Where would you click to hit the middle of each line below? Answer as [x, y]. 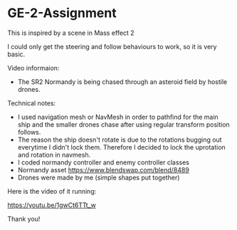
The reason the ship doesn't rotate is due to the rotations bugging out [120, 140]
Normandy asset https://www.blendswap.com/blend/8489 [104, 169]
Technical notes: [32, 103]
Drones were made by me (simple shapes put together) [99, 177]
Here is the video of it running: [52, 191]
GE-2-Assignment [62, 13]
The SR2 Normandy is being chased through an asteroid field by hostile [122, 82]
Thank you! [24, 219]
